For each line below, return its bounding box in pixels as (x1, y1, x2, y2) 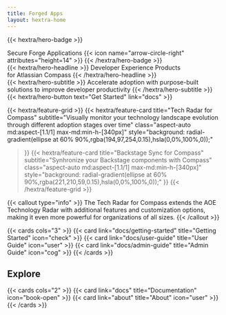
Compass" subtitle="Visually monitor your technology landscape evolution (7, 113, 218, 121)
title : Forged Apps (7, 10, 63, 17)
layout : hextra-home (7, 17, 67, 23)
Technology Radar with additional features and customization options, (7, 206, 205, 214)
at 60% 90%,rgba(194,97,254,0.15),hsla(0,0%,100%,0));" (52, 135, 214, 143)
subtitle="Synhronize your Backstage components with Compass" (23, 155, 212, 164)
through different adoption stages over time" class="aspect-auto (7, 120, 192, 129)
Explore (7, 268, 41, 279)
